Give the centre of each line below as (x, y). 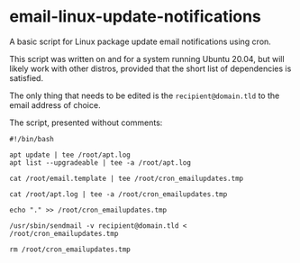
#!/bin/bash (32, 139)
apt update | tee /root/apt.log (70, 155)
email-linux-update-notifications (135, 17)
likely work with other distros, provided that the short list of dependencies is (150, 68)
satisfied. (26, 77)
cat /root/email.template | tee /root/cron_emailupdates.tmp (127, 178)
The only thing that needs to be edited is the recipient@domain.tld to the (145, 95)
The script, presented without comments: (86, 122)
